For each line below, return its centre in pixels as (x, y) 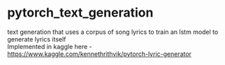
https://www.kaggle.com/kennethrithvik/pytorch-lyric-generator (100, 54)
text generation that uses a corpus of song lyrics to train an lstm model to (113, 32)
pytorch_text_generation (80, 13)
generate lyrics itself (37, 39)
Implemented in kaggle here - (50, 46)
